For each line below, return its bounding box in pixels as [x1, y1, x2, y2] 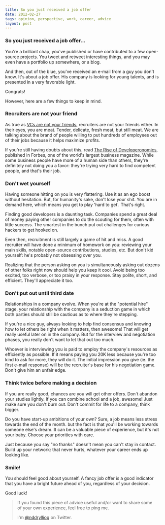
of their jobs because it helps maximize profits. [5, 137, 100, 143]
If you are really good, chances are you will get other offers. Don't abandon [5, 390, 158, 397]
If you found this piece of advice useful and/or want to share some [17, 500, 153, 506]
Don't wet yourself [5, 180, 51, 187]
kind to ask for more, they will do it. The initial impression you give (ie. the [5, 357, 155, 363]
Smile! [5, 464, 21, 471]
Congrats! [5, 88, 26, 94]
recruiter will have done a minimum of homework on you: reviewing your [5, 242, 152, 248]
